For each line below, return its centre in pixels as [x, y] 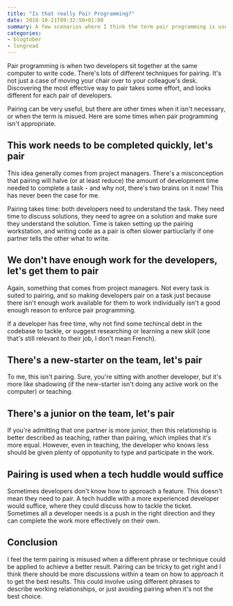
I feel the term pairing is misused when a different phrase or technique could [116, 559]
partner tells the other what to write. [59, 238]
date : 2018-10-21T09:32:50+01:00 [55, 20]
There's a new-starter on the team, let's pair [105, 360]
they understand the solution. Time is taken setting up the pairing [100, 223]
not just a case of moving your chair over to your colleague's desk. [103, 80]
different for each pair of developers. [60, 95]
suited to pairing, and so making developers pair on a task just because [109, 295]
